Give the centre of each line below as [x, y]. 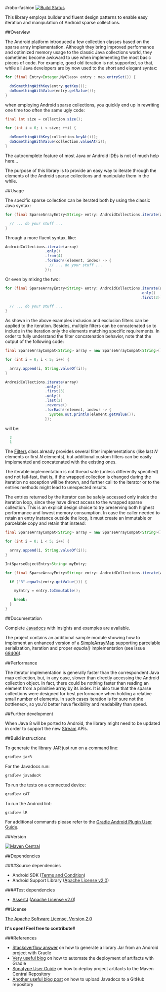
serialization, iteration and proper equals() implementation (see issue [75, 648]
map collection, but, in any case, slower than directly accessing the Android [82, 678]
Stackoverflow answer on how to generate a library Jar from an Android [85, 948]
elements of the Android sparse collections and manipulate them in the [77, 175]
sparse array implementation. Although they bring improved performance [80, 47]
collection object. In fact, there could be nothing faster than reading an [77, 683]
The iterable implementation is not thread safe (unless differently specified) [82, 472]
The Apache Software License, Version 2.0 [49, 919]
